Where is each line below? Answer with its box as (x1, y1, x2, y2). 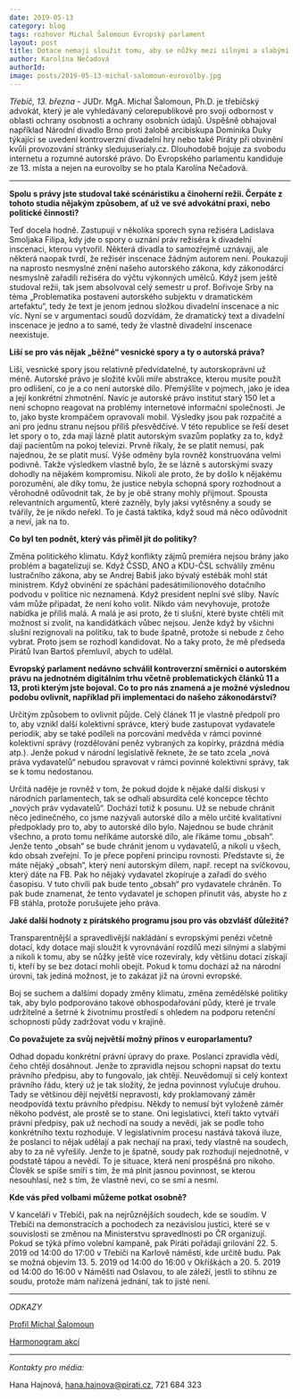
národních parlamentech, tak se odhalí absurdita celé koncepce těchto (9, 793, 270, 804)
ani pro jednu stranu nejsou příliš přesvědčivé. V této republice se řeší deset (9, 421, 289, 431)
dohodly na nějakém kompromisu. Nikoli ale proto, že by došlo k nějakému (9, 468, 283, 479)
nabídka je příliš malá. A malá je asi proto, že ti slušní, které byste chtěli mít (9, 608, 284, 618)
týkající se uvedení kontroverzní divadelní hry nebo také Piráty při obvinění (9, 133, 284, 144)
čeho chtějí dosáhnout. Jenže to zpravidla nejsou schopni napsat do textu (9, 1060, 281, 1071)
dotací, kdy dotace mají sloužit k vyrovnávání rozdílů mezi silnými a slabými (9, 942, 287, 952)
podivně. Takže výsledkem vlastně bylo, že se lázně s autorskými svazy (9, 458, 274, 470)
